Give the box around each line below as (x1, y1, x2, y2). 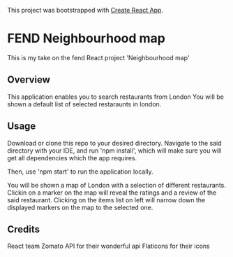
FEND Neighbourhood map (7, 31, 165, 46)
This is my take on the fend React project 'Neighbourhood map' (7, 53, 190, 62)
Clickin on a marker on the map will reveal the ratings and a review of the (7, 188, 217, 197)
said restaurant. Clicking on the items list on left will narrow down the (7, 195, 206, 204)
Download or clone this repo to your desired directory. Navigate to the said (7, 139, 222, 147)
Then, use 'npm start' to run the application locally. (7, 167, 153, 176)
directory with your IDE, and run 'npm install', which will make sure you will (7, 146, 222, 155)
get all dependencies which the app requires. (7, 153, 137, 162)
